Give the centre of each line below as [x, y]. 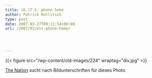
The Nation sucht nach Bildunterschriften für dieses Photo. [66, 70]
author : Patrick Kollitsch [33, 15]
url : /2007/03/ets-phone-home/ [38, 29]
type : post [17, 19]
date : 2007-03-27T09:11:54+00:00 [40, 24]
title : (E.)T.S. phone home [35, 10]
